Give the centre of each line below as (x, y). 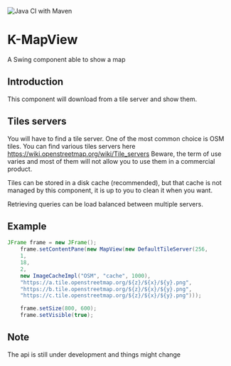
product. (20, 169)
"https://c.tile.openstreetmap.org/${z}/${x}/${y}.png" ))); (111, 296)
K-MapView (43, 40)
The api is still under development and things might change (94, 354)
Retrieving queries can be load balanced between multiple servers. (106, 204)
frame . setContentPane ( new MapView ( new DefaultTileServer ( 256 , (114, 249)
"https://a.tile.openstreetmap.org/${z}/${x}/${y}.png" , (106, 282)
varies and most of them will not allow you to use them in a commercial (111, 161)
